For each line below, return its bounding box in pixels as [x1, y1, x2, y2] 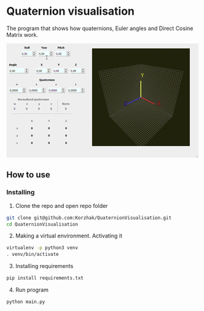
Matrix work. [6, 31, 39, 38]
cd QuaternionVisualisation [6, 221, 79, 228]
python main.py [6, 299, 45, 305]
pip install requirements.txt [6, 275, 84, 282]
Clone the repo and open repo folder [15, 202, 108, 209]
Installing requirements [15, 263, 74, 270]
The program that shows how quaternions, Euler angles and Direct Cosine [6, 25, 194, 32]
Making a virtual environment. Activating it [15, 232, 123, 240]
